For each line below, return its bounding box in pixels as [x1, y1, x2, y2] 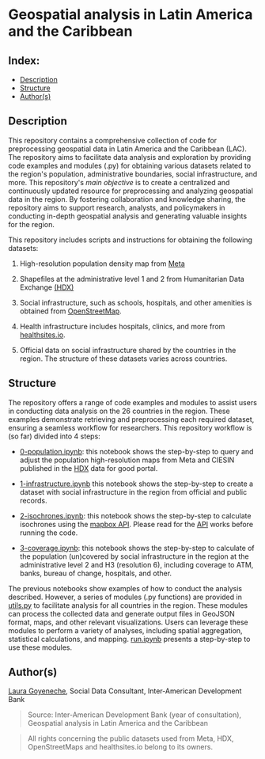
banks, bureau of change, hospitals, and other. [19, 568, 172, 578]
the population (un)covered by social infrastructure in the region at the [19, 552, 249, 561]
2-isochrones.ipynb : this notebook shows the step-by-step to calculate [19, 510, 252, 520]
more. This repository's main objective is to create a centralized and [8, 177, 230, 187]
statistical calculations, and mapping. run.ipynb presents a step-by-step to [8, 634, 251, 643]
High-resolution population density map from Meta [19, 259, 185, 268]
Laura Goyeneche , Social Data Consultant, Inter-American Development [8, 686, 242, 696]
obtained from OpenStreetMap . [19, 306, 122, 316]
